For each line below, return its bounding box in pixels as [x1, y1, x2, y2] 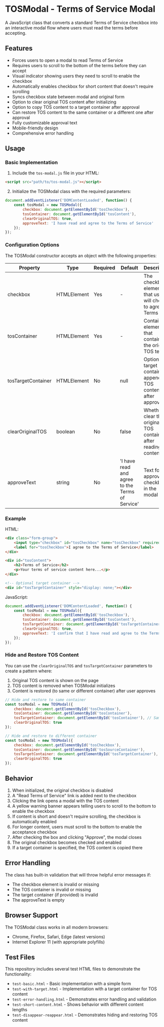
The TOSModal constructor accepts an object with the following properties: [5, 252, 157, 258]
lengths [12, 1007, 28, 1013]
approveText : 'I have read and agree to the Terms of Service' [22, 220, 154, 226]
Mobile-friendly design [12, 125, 59, 131]
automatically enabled [12, 818, 57, 824]
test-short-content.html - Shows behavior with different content [12, 1002, 144, 1007]
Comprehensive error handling [12, 130, 74, 136]
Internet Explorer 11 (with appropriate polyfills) [12, 939, 105, 945]
